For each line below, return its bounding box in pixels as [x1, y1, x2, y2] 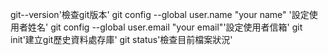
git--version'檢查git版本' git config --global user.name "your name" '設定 [10, 9, 310, 20]
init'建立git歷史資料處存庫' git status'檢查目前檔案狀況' [10, 34, 233, 45]
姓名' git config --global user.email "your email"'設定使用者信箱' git [27, 21, 303, 33]
